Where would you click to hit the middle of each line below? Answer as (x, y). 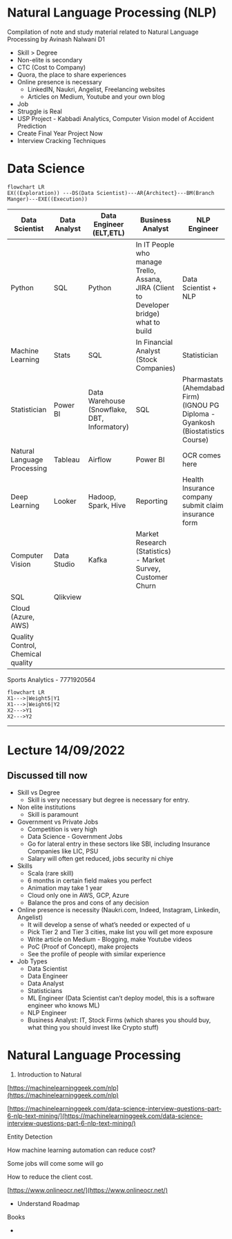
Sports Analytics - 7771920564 (51, 679)
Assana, (149, 279)
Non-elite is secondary (50, 59)
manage (149, 262)
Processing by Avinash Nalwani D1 (56, 39)
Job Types (32, 961)
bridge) (148, 314)
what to (148, 322)
